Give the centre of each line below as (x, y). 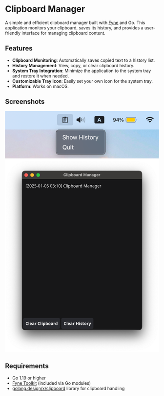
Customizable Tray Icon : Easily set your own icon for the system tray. (82, 81)
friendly (13, 33)
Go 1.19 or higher (29, 378)
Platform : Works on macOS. (41, 86)
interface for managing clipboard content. (64, 33)
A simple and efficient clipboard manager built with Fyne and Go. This (75, 23)
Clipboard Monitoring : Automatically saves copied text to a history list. (83, 60)
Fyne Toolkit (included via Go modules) (51, 383)
